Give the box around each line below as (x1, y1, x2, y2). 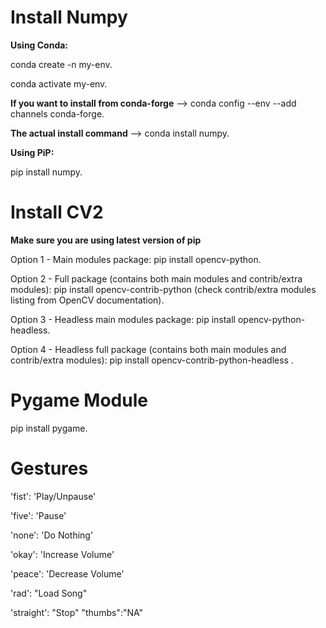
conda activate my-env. (10, 77, 108, 90)
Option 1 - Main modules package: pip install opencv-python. (10, 253, 262, 265)
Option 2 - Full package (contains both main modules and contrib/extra (10, 272, 303, 285)
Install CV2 (10, 201, 104, 224)
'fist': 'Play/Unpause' (10, 490, 97, 502)
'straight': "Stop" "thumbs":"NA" (10, 606, 144, 618)
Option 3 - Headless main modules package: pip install (10, 313, 236, 325)
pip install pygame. (10, 422, 88, 434)
